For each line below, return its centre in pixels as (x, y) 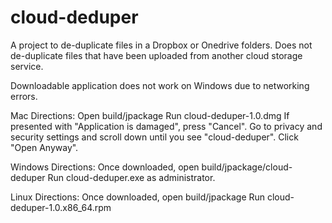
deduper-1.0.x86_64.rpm (61, 207)
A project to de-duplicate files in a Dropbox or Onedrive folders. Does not (161, 45)
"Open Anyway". (44, 147)
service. (27, 66)
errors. (24, 96)
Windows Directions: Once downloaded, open (105, 167)
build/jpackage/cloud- (247, 167)
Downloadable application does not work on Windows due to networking (160, 85)
